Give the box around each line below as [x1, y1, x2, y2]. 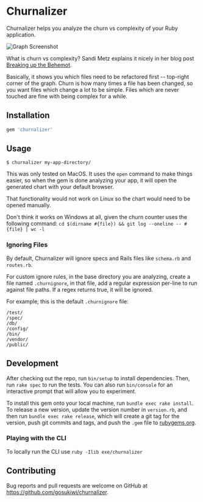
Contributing [6, 466, 56, 476]
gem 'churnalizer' [6, 127, 53, 133]
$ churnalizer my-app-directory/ [6, 160, 91, 166]
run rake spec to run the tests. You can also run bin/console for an [6, 381, 173, 388]
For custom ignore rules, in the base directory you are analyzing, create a [6, 273, 191, 280]
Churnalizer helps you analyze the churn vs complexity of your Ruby [6, 24, 178, 32]
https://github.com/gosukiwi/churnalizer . [6, 488, 109, 496]
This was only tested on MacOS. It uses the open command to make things [6, 170, 193, 178]
